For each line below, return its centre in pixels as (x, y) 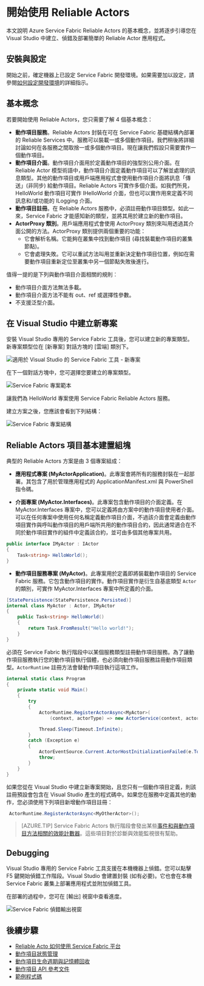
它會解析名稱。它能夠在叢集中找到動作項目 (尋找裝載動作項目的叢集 (108, 238)
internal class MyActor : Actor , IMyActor (61, 605)
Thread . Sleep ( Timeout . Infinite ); (81, 729)
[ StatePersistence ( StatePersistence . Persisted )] (69, 600)
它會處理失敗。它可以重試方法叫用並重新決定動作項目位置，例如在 (107, 253)
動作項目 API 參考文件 (42, 969)
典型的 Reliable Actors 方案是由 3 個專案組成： (64, 461)
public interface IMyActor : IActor (53, 544)
